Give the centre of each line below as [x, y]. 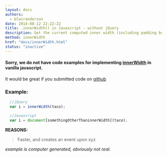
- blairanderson [26, 19]
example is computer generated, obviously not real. [58, 149]
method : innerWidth [25, 38]
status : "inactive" [25, 47]
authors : [14, 14]
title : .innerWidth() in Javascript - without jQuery [62, 28]
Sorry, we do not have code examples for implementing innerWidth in [78, 63]
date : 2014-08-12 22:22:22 [33, 24]
